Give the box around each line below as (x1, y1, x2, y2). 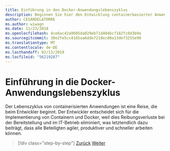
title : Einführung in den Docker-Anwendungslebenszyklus (5, 7, 128, 13)
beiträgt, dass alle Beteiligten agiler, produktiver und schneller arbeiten (5, 125, 153, 131)
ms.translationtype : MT (5, 40, 56, 45)
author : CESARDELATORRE (5, 17, 56, 22)
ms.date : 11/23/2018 (5, 26, 49, 31)
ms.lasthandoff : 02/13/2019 (5, 49, 65, 55)
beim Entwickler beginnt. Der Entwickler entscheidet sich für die (5, 109, 139, 115)
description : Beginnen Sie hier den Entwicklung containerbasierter (5, 12, 153, 17)
